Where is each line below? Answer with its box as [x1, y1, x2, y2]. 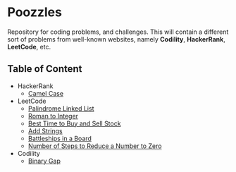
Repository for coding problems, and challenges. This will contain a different [7, 27, 229, 36]
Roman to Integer [27, 111, 79, 120]
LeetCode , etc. [7, 42, 51, 51]
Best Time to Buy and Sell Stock [27, 119, 121, 128]
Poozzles [7, 4, 62, 20]
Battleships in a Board [27, 134, 92, 142]
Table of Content [7, 63, 82, 75]
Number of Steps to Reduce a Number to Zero [27, 142, 162, 150]
